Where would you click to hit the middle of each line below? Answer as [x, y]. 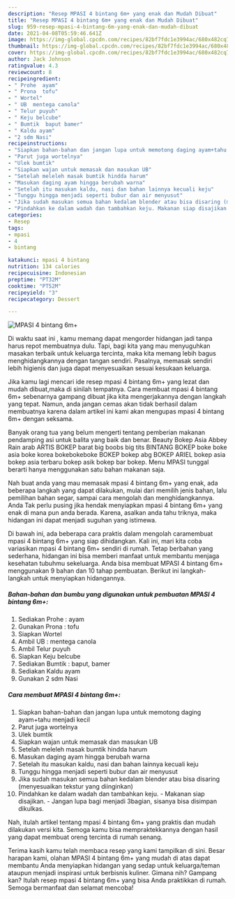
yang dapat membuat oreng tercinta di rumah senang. [85, 837]
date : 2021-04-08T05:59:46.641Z [55, 33]
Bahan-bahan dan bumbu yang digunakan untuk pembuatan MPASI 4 [112, 594]
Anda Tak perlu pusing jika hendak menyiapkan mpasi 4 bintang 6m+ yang [115, 505]
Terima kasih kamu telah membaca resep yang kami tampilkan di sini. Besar [116, 851]
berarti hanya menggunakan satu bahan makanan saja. [87, 469]
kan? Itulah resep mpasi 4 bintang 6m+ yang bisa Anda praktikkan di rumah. [117, 880]
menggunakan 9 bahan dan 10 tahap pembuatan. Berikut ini [93, 571]
